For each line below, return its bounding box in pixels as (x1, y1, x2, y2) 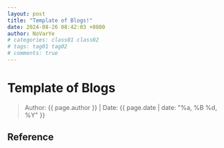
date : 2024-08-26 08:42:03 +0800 (7, 23, 106, 30)
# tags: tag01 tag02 (7, 43, 68, 50)
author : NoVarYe (7, 30, 55, 37)
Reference (7, 131, 54, 143)
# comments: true (7, 50, 58, 57)
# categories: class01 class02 (7, 37, 99, 44)
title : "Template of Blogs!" (7, 17, 93, 24)
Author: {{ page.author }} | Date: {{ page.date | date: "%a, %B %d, (24, 103, 218, 111)
